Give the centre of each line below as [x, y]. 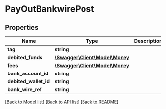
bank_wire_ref [25, 90]
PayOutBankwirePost [50, 9]
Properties [22, 27]
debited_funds [25, 57]
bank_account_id [28, 73]
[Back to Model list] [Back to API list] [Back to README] [62, 102]
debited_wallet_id [29, 81]
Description [148, 41]
